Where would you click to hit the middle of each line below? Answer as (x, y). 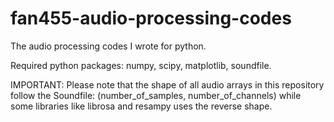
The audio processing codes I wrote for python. (108, 46)
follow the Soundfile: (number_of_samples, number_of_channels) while (156, 95)
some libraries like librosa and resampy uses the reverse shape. (141, 106)
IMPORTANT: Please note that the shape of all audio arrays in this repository (167, 84)
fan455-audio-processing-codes (151, 18)
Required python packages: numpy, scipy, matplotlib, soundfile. (141, 65)
